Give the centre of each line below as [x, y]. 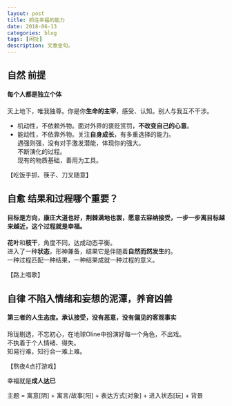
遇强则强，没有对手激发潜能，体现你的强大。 [81, 143]
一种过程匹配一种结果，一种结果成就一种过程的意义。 [83, 260]
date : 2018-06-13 [32, 26]
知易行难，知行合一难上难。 [47, 351]
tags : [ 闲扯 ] [25, 39]
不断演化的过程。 [41, 151]
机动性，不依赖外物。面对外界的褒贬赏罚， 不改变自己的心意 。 [105, 126]
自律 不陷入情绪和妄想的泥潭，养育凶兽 [90, 299]
